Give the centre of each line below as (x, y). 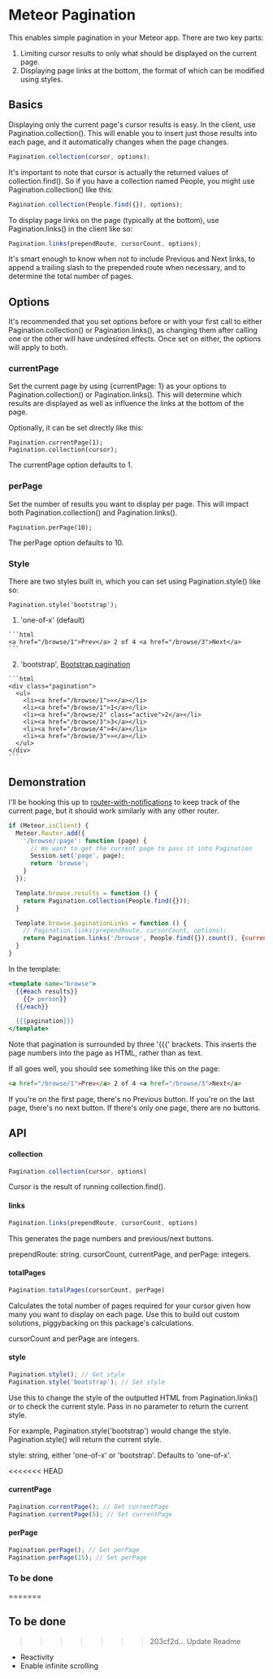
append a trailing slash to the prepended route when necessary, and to (127, 268)
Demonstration (48, 783)
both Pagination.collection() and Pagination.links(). (93, 512)
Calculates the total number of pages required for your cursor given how (130, 1305)
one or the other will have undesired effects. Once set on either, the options (135, 339)
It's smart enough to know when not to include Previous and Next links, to (132, 259)
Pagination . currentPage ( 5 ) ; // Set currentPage (91, 1514)
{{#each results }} (47, 991)
